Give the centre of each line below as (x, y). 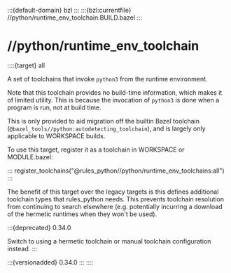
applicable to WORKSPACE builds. (56, 135)
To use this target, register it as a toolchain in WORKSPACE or (96, 149)
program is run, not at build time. (54, 107)
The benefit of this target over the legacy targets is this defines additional (113, 192)
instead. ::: (22, 248)
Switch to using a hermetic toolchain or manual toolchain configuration (109, 241)
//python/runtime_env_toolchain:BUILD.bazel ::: (75, 18)
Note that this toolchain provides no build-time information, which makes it (115, 92)
